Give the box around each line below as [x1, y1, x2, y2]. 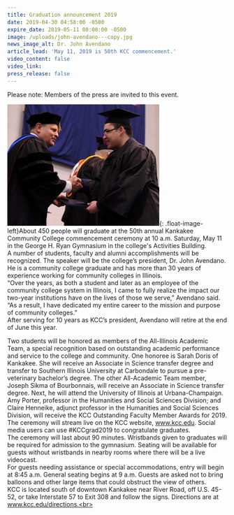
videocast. [7, 455, 38, 464]
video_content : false [7, 56, 71, 63]
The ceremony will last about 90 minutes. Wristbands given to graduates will [7, 433, 227, 442]
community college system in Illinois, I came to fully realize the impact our [7, 286, 220, 294]
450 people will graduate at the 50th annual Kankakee [38, 226, 194, 235]
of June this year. [7, 323, 57, 331]
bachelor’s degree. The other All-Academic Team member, [38, 374, 207, 382]
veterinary [7, 374, 37, 382]
